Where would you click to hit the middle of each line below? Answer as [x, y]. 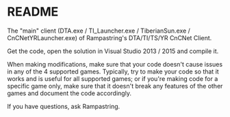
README [33, 12]
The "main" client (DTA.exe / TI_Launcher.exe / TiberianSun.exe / [99, 31]
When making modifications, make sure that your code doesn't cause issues [115, 64]
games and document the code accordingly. [69, 93]
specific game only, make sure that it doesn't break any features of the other [115, 86]
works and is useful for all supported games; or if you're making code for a [113, 78]
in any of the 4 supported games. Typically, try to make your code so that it [113, 71]
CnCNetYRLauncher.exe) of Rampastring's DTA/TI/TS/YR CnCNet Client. [110, 37]
